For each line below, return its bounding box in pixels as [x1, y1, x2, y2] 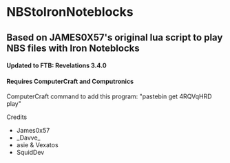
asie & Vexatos [16, 141, 59, 149]
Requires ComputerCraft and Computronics [6, 77, 134, 85]
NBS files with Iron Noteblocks [6, 42, 140, 54]
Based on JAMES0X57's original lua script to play [6, 32, 223, 43]
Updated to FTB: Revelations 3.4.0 [6, 61, 107, 69]
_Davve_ [16, 133, 41, 142]
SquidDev [16, 149, 45, 157]
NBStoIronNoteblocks [6, 4, 134, 20]
